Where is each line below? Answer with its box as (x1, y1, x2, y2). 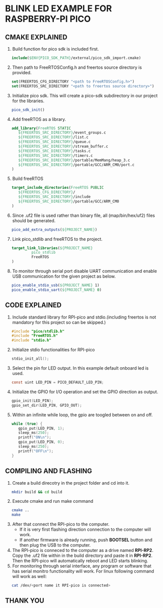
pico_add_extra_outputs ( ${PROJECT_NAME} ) (11, 227, 97, 232)
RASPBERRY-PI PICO (5, 13, 91, 25)
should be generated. (12, 217, 56, 224)
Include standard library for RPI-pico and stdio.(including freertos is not (12, 314, 157, 320)
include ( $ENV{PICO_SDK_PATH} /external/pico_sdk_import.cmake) (11, 56, 141, 60)
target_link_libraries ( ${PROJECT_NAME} (11, 245, 93, 251)
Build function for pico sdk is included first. (12, 46, 99, 52)
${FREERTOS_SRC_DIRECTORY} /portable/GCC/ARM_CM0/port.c (18, 162, 135, 167)
